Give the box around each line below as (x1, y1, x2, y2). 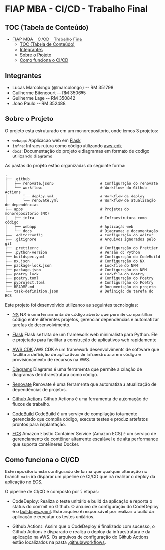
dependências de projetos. (12, 386, 67, 392)
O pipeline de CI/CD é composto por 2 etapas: (5, 489, 99, 495)
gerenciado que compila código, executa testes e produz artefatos (12, 416, 148, 422)
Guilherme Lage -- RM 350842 (12, 95, 76, 101)
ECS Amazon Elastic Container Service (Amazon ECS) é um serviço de (12, 431, 157, 436)
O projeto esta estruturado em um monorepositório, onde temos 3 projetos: (5, 127, 158, 134)
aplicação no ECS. (5, 479, 42, 485)
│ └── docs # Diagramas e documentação (5, 228, 158, 233)
